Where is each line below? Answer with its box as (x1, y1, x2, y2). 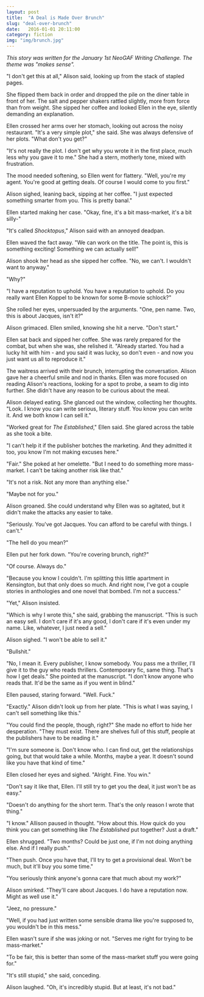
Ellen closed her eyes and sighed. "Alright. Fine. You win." (6, 771, 151, 778)
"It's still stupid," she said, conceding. (6, 972, 101, 979)
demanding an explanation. (6, 111, 75, 117)
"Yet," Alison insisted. (6, 599, 60, 606)
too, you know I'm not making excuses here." (6, 448, 119, 456)
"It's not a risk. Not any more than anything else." (6, 478, 130, 486)
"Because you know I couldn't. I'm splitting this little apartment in (6, 574, 169, 582)
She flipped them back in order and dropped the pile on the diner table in (6, 91, 189, 98)
